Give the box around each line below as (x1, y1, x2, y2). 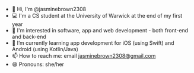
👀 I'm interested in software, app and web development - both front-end (11, 27, 189, 34)
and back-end (11, 33, 46, 40)
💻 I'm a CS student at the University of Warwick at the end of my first (11, 12, 183, 19)
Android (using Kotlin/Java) (11, 46, 79, 52)
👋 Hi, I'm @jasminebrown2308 (11, 6, 87, 12)
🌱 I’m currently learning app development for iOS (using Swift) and (11, 39, 174, 47)
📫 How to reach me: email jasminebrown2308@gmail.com (11, 52, 156, 59)
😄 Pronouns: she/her (11, 61, 64, 68)
